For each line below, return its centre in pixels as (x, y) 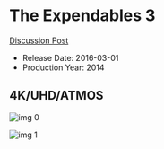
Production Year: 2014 (63, 67)
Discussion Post (39, 40)
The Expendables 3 (82, 16)
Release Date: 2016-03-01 (70, 57)
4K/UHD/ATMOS (56, 96)
